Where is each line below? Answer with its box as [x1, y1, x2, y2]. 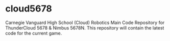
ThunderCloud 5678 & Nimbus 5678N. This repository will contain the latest [5, 24, 164, 30]
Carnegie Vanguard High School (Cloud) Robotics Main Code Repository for [5, 19, 165, 25]
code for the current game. [5, 30, 62, 36]
